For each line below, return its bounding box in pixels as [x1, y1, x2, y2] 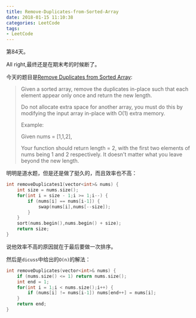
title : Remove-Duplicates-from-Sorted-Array [6, 8, 119, 15]
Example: [20, 121, 44, 129]
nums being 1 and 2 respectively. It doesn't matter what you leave [20, 151, 183, 158]
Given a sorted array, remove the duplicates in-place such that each [20, 85, 189, 93]
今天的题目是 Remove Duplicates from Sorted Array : [6, 74, 133, 81]
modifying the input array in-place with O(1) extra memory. [20, 110, 166, 117]
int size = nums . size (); [17, 187, 79, 193]
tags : [6, 25, 20, 32]
